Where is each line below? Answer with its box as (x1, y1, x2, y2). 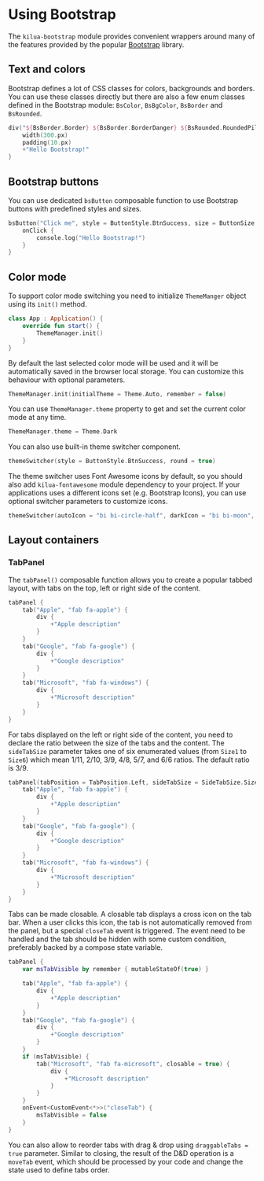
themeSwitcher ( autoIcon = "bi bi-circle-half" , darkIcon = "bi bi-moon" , (8, 512, 255, 520)
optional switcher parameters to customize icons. (8, 497, 168, 506)
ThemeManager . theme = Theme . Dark (8, 428, 118, 436)
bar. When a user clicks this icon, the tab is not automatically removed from (8, 918, 252, 927)
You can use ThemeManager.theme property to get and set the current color (8, 404, 246, 414)
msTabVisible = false (36, 1111, 108, 1119)
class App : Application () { (8, 315, 104, 323)
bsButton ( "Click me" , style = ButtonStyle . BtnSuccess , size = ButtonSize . (8, 219, 258, 227)
